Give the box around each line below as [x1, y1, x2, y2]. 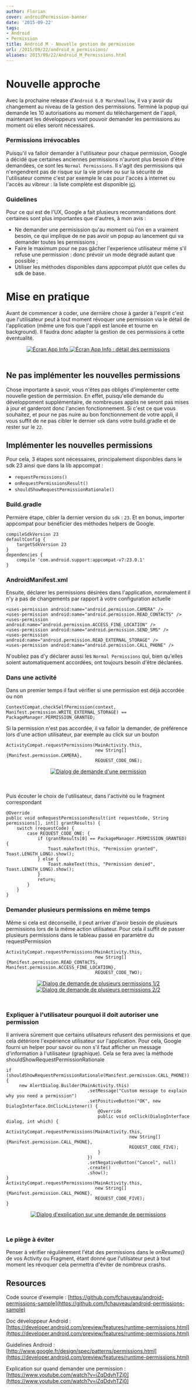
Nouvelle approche [6, 77, 101, 91]
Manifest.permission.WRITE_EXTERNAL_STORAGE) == [6, 709, 127, 715]
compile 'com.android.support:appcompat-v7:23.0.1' [16, 557, 145, 563]
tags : [6, 25, 19, 31]
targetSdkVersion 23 [16, 541, 67, 548]
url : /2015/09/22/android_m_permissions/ [6, 47, 109, 53]
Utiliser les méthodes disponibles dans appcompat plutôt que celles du [14, 264, 186, 271]
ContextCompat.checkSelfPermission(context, [6, 704, 116, 711]
